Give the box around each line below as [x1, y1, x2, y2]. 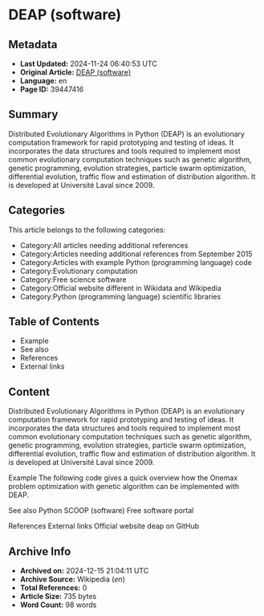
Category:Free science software [19, 275, 127, 284]
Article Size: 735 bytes [19, 592, 97, 602]
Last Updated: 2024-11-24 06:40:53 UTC [19, 59, 158, 68]
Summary [8, 108, 59, 121]
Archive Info [8, 545, 71, 558]
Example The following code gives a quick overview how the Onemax [8, 473, 238, 483]
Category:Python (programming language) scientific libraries [19, 292, 221, 301]
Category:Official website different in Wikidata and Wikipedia [19, 283, 222, 292]
